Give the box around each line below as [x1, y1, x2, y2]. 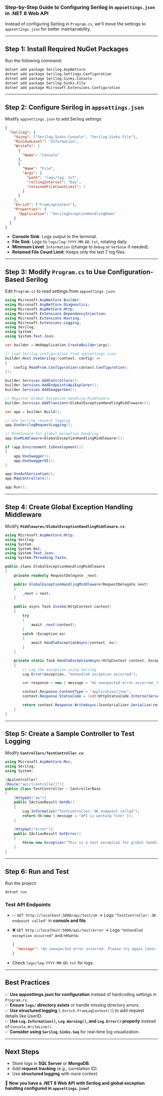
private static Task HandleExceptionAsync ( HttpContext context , [14, 658, 147, 663]
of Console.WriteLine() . [5, 1024, 53, 1029]
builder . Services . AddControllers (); [5, 378, 79, 383]
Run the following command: [5, 58, 62, 64]
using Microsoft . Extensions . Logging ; [5, 320, 81, 325]
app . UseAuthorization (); [5, 471, 55, 476]
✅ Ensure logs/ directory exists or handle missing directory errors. [5, 1002, 140, 1008]
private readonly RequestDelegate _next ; [14, 573, 98, 578]
